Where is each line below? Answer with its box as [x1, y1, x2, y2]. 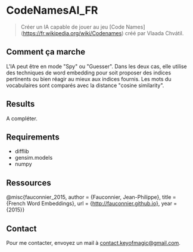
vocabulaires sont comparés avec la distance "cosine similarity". [6, 82, 164, 89]
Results [6, 99, 35, 109]
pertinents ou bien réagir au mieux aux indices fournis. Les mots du [6, 75, 172, 82]
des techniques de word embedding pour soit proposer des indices [6, 69, 172, 76]
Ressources [6, 178, 52, 188]
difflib [14, 148, 29, 155]
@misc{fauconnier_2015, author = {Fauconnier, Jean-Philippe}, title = [6, 194, 177, 201]
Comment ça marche [6, 47, 86, 57]
